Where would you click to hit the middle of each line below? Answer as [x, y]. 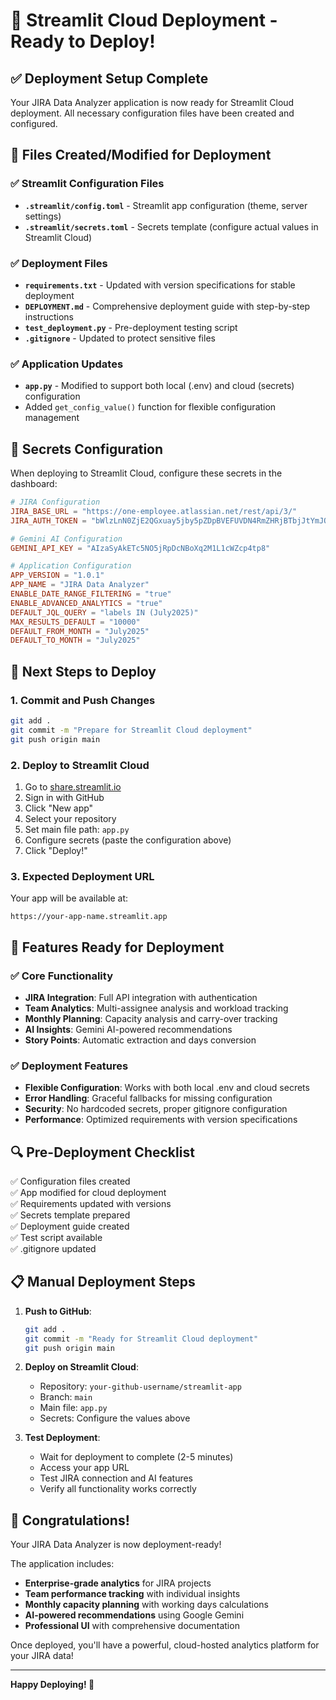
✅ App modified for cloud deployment [88, 1193]
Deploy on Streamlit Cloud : [81, 1367]
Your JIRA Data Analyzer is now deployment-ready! [116, 1545]
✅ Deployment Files [59, 263]
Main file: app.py [73, 1408]
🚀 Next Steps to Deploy [83, 671]
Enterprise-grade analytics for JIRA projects [118, 1583]
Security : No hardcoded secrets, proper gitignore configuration [156, 1109]
